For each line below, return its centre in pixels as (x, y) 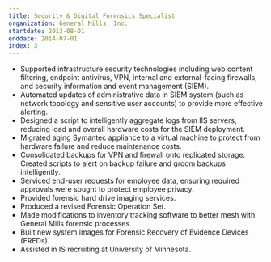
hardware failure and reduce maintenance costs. (101, 146)
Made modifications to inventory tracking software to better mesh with (138, 215)
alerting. (34, 112)
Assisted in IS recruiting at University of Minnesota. (106, 249)
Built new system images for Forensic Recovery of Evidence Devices (134, 232)
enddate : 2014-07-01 (43, 38)
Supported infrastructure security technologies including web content (136, 69)
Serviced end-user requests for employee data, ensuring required (130, 181)
